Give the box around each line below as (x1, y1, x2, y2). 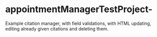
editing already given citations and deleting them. (5, 25, 109, 31)
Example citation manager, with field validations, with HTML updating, (5, 20, 151, 26)
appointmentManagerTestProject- (5, 4, 153, 15)
